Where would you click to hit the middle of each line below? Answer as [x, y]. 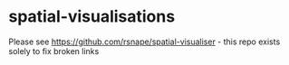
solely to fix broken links [54, 51]
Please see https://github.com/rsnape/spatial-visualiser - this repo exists [144, 42]
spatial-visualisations [92, 17]
